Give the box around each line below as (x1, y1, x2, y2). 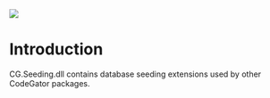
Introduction (9, 39, 104, 60)
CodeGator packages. (9, 78, 90, 88)
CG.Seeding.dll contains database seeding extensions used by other (9, 69, 262, 79)
